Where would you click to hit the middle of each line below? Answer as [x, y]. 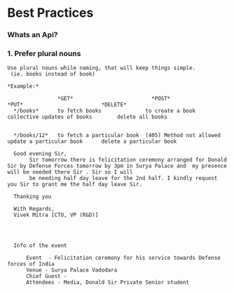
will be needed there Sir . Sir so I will [70, 172]
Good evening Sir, [41, 154]
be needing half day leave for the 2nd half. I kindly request [123, 179]
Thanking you [33, 197]
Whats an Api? [33, 35]
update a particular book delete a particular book [92, 141]
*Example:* [23, 86]
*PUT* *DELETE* [67, 105]
